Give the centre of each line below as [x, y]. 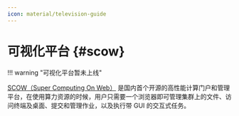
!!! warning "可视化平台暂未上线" [55, 73]
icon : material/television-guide [57, 14]
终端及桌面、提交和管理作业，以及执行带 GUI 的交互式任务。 [102, 105]
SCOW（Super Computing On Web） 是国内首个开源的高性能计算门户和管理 [119, 88]
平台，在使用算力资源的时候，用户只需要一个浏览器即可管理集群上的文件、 [116, 96]
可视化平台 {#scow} [66, 51]
